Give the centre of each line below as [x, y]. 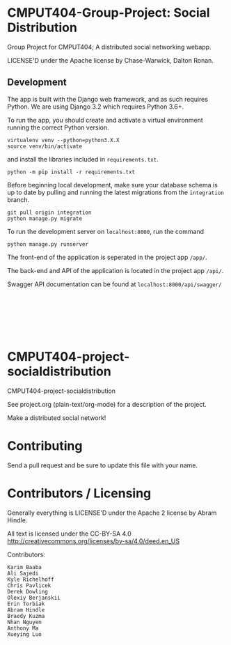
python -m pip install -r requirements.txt [71, 172]
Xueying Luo [24, 634]
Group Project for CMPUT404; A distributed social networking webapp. [109, 47]
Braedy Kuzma [26, 616]
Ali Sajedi [23, 573]
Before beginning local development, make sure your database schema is [112, 185]
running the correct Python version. [58, 127]
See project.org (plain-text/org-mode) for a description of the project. [107, 404]
